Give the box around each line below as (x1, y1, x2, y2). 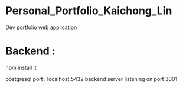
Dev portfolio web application (5, 24, 77, 31)
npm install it (5, 64, 37, 71)
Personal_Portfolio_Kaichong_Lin (5, 4, 172, 18)
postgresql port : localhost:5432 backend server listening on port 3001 (5, 75, 178, 82)
